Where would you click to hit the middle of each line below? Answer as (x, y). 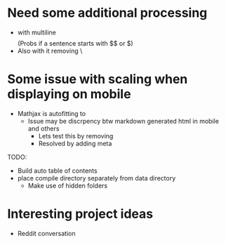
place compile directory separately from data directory (97, 178)
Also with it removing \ (50, 51)
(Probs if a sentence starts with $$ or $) (75, 43)
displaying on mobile (69, 94)
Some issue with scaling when (98, 79)
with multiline (36, 32)
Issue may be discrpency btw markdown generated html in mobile (124, 121)
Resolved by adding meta (75, 143)
